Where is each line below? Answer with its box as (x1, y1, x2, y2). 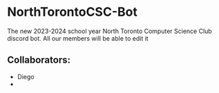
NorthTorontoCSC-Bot (7, 4, 138, 20)
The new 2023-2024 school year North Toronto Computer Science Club (7, 27, 212, 35)
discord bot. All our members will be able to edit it (7, 34, 149, 42)
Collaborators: (7, 54, 71, 66)
